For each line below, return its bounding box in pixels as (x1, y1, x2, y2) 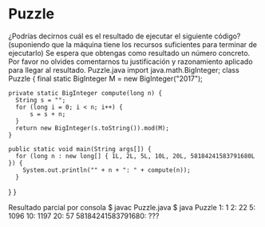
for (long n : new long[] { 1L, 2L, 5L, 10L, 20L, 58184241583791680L (15, 152, 255, 160)
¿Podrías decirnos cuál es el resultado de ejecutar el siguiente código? (8, 31, 241, 41)
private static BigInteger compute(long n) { (8, 89, 162, 97)
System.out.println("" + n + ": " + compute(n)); (22, 165, 192, 174)
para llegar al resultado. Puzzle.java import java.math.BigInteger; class (8, 65, 239, 74)
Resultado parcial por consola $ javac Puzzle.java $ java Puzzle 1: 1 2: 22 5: (8, 202, 256, 212)
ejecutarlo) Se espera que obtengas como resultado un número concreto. (8, 48, 251, 58)
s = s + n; (29, 110, 66, 118)
